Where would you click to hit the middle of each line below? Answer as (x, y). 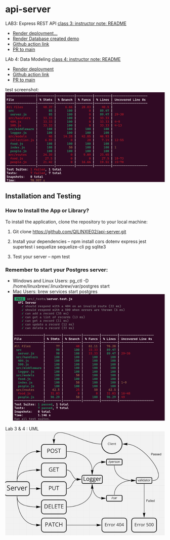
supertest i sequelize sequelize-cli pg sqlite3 (59, 246)
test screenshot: (22, 89)
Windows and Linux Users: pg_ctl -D (51, 280)
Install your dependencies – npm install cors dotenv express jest (79, 241)
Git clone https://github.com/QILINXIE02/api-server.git (69, 231)
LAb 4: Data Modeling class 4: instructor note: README (63, 59)
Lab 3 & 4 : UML (22, 428)
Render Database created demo (46, 39)
